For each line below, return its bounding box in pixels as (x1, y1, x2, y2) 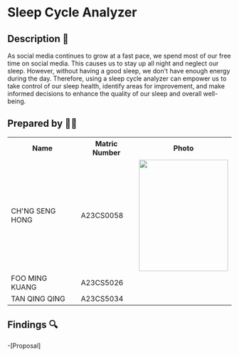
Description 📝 (7, 33, 69, 45)
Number (92, 148, 121, 157)
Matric (95, 138, 118, 148)
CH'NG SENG (11, 206, 56, 216)
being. (7, 97, 26, 105)
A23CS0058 (80, 210, 124, 220)
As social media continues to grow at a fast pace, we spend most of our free (7, 51, 231, 60)
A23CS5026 (80, 277, 124, 287)
